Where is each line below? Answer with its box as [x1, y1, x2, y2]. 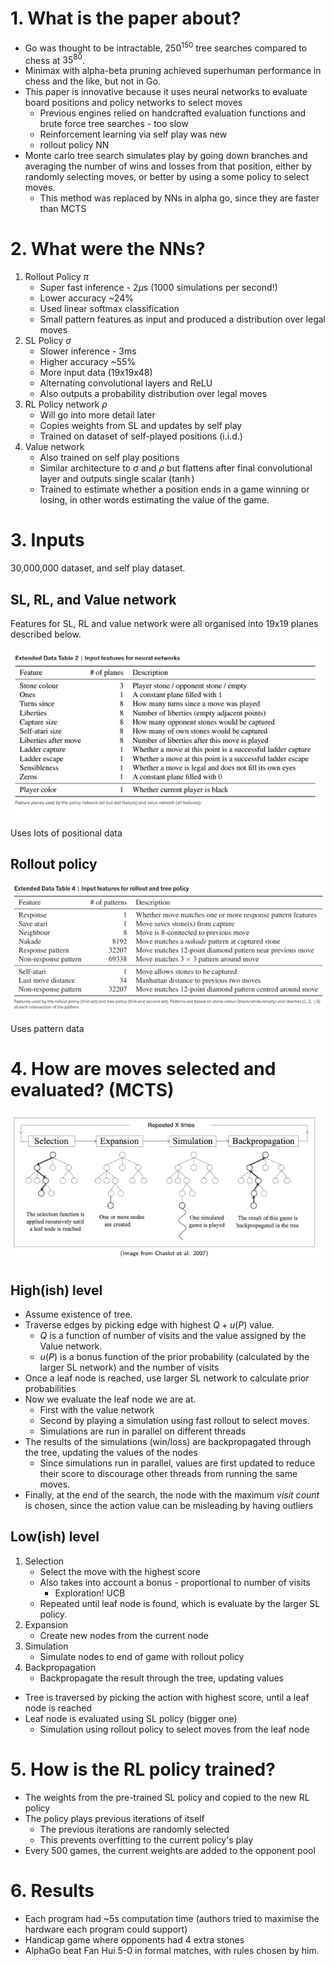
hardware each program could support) [24, 1923, 188, 1935]
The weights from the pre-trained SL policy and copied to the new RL [24, 1791, 310, 1803]
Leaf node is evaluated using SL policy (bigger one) [24, 1712, 238, 1724]
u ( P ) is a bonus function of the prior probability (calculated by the [39, 1350, 310, 1362]
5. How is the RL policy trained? [10, 1758, 276, 1781]
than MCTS [39, 203, 87, 215]
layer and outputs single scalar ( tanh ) [39, 473, 195, 485]
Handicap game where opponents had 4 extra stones [24, 1933, 245, 1946]
